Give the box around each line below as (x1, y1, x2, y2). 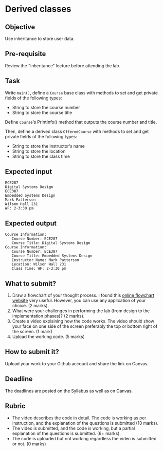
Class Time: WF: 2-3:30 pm (11, 266, 67, 271)
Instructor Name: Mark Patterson (11, 258, 79, 263)
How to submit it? (5, 348, 59, 356)
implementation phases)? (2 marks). (12, 313, 85, 319)
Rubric (5, 402, 26, 410)
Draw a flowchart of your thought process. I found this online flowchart (12, 292, 155, 298)
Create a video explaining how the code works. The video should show (12, 318, 155, 324)
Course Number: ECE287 (11, 236, 57, 242)
